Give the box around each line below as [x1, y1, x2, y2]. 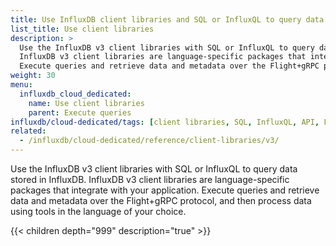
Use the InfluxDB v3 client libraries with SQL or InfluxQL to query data [10, 163, 298, 175]
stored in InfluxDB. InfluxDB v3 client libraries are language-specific [10, 174, 290, 185]
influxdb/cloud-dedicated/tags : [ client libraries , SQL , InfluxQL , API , [10, 117, 320, 127]
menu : [10, 80, 33, 90]
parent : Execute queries [28, 107, 132, 118]
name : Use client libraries [28, 98, 145, 108]
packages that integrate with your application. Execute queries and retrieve [10, 184, 320, 196]
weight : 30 [10, 71, 56, 81]
